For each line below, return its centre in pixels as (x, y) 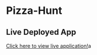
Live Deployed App (41, 32)
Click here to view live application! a (49, 46)
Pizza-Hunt (34, 11)
